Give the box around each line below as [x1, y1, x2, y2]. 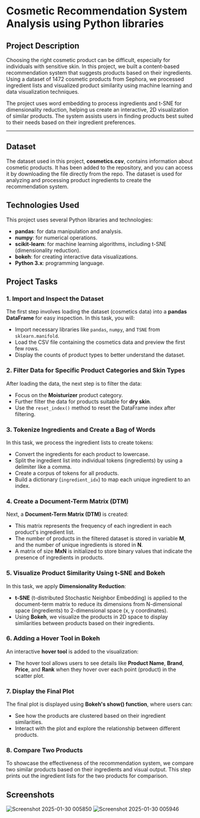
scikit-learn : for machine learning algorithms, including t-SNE [14, 240, 167, 247]
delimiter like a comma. [14, 463, 72, 470]
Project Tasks [6, 276, 58, 287]
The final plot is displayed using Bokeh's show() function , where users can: [6, 700, 193, 708]
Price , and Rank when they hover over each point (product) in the [14, 666, 177, 673]
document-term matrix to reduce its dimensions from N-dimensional [14, 600, 183, 607]
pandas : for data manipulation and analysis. [14, 227, 123, 235]
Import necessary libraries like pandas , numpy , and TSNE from [14, 326, 161, 333]
